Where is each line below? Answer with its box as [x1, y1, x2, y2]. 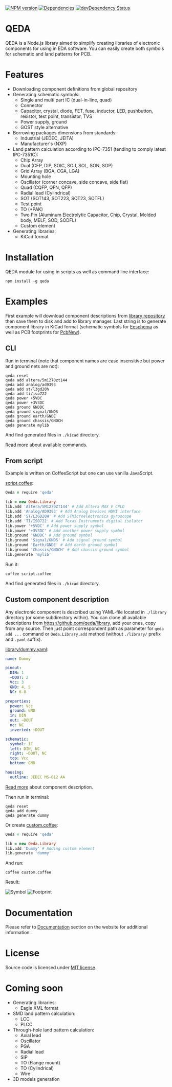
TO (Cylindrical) [20, 1065, 54, 1072]
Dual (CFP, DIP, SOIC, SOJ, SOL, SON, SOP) [20, 162, 113, 168]
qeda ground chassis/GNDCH [5, 418, 63, 423]
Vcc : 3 [10, 680, 24, 685]
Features [5, 69, 44, 81]
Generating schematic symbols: [12, 91, 80, 97]
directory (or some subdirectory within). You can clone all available [5, 614, 147, 620]
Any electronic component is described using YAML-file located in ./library [5, 609, 167, 615]
